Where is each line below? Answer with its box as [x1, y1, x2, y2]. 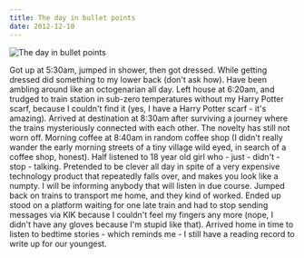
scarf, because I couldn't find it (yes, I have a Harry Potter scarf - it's [9, 103, 267, 114]
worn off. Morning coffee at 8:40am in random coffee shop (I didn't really [9, 132, 283, 143]
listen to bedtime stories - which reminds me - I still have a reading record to [9, 228, 295, 239]
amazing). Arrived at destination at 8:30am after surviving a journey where [9, 113, 289, 124]
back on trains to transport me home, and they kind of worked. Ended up [9, 190, 281, 201]
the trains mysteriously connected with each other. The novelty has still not [9, 122, 290, 133]
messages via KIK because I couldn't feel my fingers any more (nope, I [9, 209, 274, 220]
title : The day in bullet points [9, 13, 136, 23]
